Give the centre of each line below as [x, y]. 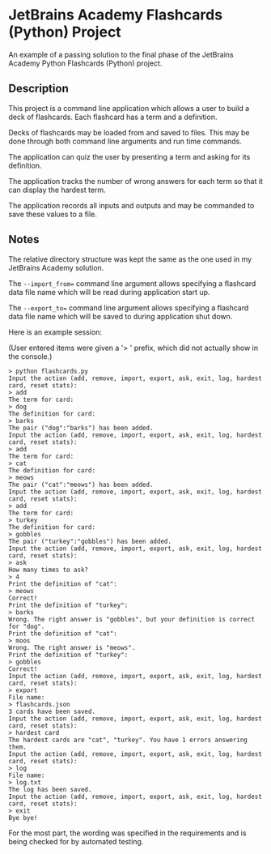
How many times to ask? [49, 570]
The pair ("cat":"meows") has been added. [81, 485]
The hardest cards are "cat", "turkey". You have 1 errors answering [128, 740]
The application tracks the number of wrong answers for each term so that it [135, 181]
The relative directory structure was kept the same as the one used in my [130, 259]
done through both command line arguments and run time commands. [125, 141]
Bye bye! [23, 818]
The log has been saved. [50, 789]
